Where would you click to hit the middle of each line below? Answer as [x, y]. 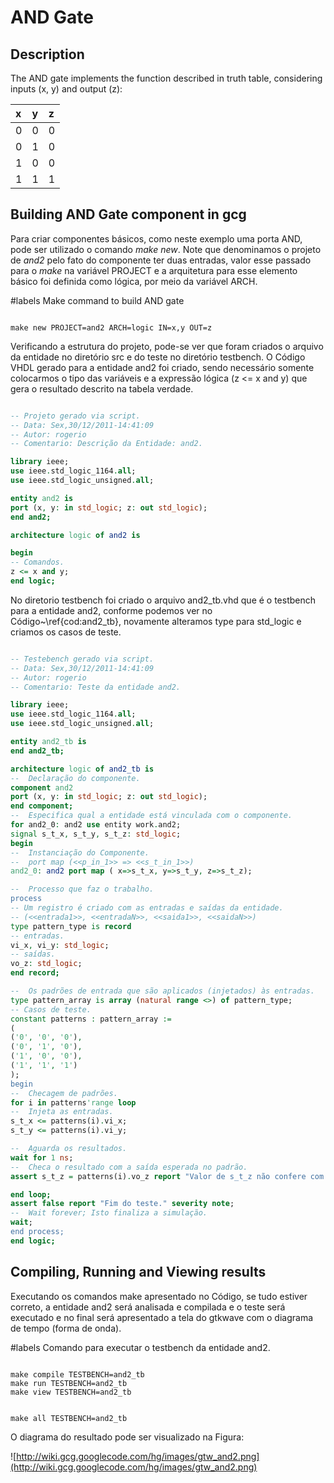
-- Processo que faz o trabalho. [82, 889]
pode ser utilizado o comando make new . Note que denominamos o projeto [166, 249]
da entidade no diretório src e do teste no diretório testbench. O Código [158, 357]
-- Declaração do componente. [75, 778]
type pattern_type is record [71, 926]
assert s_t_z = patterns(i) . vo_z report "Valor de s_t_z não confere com [167, 1176]
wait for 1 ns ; [42, 1157]
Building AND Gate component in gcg [128, 214]
